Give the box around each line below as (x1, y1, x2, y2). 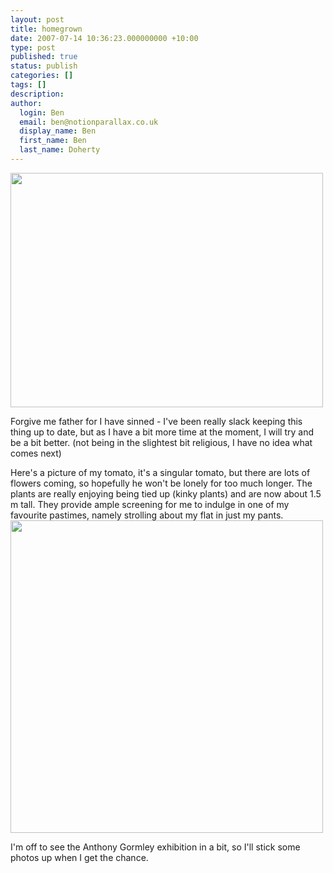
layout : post (10, 14, 65, 25)
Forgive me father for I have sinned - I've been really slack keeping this (10, 415, 303, 427)
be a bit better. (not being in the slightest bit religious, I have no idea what (10, 436, 313, 448)
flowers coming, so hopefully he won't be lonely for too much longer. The (10, 477, 313, 489)
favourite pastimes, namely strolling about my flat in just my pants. (10, 509, 284, 521)
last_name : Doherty (19, 145, 101, 155)
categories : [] (10, 71, 74, 81)
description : (10, 89, 65, 99)
